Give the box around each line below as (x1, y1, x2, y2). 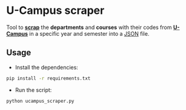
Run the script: (15, 86, 52, 94)
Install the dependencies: (15, 63, 79, 71)
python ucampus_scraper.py (6, 98, 75, 104)
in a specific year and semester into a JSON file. (29, 30, 150, 37)
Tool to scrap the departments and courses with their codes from (6, 24, 172, 31)
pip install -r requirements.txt (6, 75, 91, 82)
